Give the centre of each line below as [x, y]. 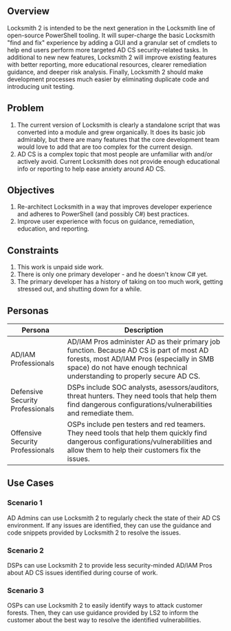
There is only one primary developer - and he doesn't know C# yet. [112, 274]
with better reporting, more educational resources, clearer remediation [107, 64]
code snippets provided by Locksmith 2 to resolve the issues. [94, 532]
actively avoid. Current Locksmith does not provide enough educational [118, 161]
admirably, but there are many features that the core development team [118, 139]
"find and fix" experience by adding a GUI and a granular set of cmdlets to [112, 42]
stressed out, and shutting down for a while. [79, 289]
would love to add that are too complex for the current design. [105, 147]
